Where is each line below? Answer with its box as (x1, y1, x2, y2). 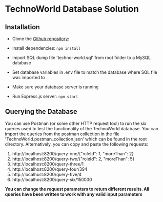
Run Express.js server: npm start (12, 94, 79, 99)
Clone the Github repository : (12, 36, 69, 41)
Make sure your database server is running (12, 84, 99, 90)
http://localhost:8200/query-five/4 (12, 171, 82, 177)
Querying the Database (5, 107, 77, 116)
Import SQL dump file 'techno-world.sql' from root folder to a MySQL (12, 55, 151, 61)
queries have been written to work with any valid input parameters (5, 191, 143, 197)
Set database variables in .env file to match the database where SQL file (12, 69, 158, 75)
